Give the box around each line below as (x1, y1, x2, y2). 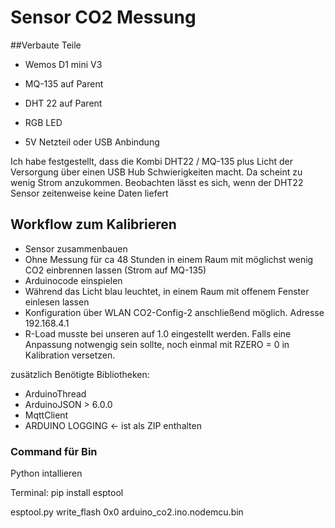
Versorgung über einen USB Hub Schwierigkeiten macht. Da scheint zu (10, 166, 303, 178)
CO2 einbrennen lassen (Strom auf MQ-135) (24, 264, 207, 276)
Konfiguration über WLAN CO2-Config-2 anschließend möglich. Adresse (24, 306, 325, 318)
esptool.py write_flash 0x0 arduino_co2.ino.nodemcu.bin (10, 506, 244, 518)
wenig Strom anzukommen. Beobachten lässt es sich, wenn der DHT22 (10, 176, 304, 188)
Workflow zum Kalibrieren (10, 216, 177, 233)
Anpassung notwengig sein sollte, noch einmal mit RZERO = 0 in (24, 338, 290, 350)
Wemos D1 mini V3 (24, 58, 103, 70)
